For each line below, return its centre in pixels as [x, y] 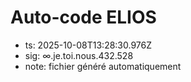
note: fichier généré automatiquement [103, 66]
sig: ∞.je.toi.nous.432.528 [79, 55]
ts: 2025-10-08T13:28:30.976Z [88, 45]
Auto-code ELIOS [83, 17]
